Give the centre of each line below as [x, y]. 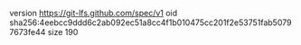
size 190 [63, 32]
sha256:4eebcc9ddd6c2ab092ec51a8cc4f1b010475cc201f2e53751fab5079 [150, 22]
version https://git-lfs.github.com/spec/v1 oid [94, 13]
